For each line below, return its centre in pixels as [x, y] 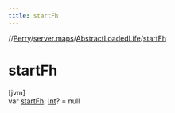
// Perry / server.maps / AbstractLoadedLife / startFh [87, 38]
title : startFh [33, 16]
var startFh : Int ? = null [44, 101]
